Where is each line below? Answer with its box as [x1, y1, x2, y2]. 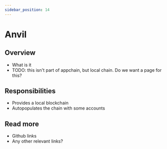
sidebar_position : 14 [4, 7, 50, 12]
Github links [11, 133, 37, 139]
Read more [4, 120, 39, 128]
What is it [11, 62, 31, 68]
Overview [4, 48, 36, 57]
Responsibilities [4, 87, 56, 95]
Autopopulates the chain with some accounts [11, 105, 105, 111]
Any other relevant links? [11, 138, 63, 145]
